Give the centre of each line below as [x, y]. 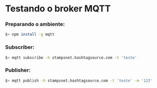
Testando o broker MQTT [58, 9]
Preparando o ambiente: [35, 24]
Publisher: [18, 70]
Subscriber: [20, 47]
